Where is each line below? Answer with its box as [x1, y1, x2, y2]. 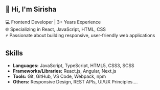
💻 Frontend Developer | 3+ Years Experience [5, 19, 101, 25]
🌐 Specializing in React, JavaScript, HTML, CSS [5, 26, 106, 32]
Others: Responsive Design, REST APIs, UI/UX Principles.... [12, 78, 138, 84]
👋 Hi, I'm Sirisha [5, 5, 57, 14]
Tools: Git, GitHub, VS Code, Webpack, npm [12, 73, 106, 79]
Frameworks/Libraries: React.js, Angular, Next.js [12, 68, 117, 74]
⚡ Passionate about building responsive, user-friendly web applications [5, 32, 155, 38]
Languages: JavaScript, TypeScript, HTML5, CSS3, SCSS [12, 62, 134, 69]
